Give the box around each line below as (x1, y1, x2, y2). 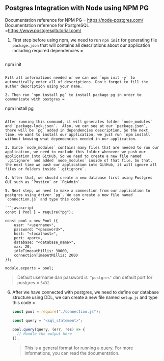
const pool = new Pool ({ (5, 218, 58, 223)
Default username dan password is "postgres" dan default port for (17, 274, 153, 280)
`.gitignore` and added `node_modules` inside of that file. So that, (5, 158, 153, 163)
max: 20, (14, 244, 32, 249)
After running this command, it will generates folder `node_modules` (5, 119, 153, 124)
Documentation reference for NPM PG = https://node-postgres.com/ (5, 17, 144, 23)
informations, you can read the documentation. (24, 350, 120, 356)
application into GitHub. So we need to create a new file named (5, 154, 141, 159)
